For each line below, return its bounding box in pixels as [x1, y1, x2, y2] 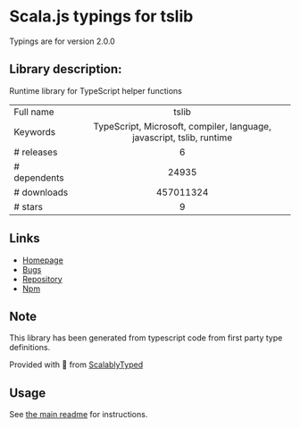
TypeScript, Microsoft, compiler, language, [93, 120, 272, 132]
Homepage [21, 255, 64, 265]
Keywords [13, 125, 56, 138]
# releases [13, 146, 58, 158]
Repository [21, 273, 62, 284]
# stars [13, 200, 43, 213]
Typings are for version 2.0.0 [9, 36, 116, 46]
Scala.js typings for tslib [9, 6, 194, 27]
